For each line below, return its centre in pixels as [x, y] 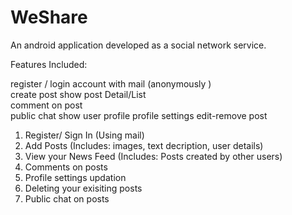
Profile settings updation [75, 177]
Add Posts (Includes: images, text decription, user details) [144, 145]
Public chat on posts [67, 198]
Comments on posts [66, 167]
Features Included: [49, 64]
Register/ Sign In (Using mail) [84, 135]
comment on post [46, 105]
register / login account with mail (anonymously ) [111, 83]
